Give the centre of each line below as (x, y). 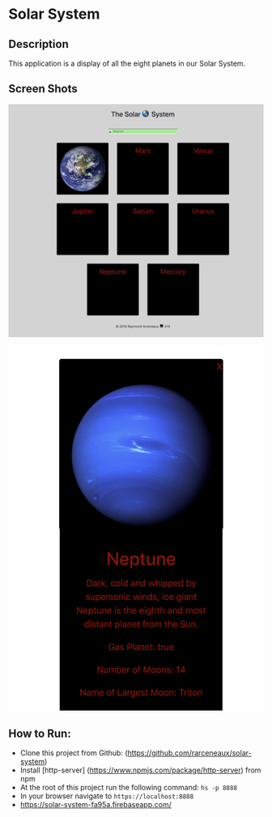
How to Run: (40, 733)
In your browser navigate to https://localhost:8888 (107, 796)
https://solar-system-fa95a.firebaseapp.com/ (96, 805)
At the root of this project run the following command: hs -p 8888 (128, 788)
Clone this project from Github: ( (74, 753)
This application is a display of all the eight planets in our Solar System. (127, 63)
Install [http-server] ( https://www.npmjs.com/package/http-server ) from (140, 770)
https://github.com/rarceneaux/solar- (190, 753)
